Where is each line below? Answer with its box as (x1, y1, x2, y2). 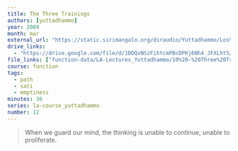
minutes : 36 (7, 96, 42, 103)
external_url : (7, 37, 50, 44)
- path (13, 75, 33, 83)
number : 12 (7, 109, 40, 116)
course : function (7, 63, 59, 70)
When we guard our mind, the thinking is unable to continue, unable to (24, 128, 230, 136)
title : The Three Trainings (7, 10, 91, 18)
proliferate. (24, 135, 57, 144)
